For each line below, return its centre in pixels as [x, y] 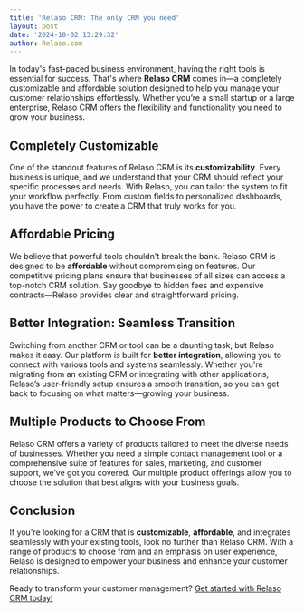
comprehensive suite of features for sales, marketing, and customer [136, 462]
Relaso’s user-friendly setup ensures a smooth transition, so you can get [144, 384]
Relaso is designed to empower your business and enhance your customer [148, 561]
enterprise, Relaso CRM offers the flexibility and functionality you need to [146, 107]
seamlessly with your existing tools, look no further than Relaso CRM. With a [152, 542]
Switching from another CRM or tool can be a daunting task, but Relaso [142, 345]
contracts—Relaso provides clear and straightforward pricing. [124, 295]
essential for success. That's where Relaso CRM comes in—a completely [146, 79]
